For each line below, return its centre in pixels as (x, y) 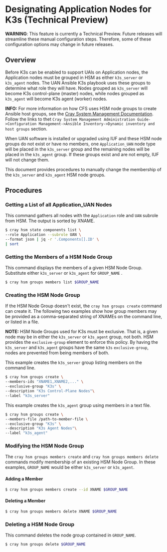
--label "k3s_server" (28, 396)
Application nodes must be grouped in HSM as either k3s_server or (74, 77)
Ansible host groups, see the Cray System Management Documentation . (79, 114)
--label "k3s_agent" (27, 433)
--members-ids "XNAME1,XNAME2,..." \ (44, 382)
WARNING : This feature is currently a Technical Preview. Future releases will (84, 34)
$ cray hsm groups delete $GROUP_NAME (45, 544)
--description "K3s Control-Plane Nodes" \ (50, 391)
